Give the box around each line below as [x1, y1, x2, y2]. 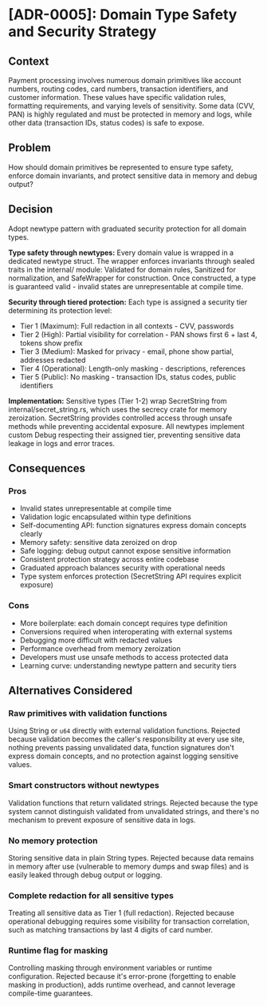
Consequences [8, 462, 86, 475]
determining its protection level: [8, 305, 112, 315]
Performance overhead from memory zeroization [19, 643, 181, 653]
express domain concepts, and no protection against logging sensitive [8, 751, 239, 761]
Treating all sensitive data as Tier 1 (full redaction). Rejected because [8, 909, 235, 918]
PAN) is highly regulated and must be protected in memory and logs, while [8, 109, 253, 119]
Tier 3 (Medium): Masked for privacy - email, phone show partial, [19, 346, 234, 356]
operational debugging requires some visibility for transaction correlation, [8, 917, 249, 926]
